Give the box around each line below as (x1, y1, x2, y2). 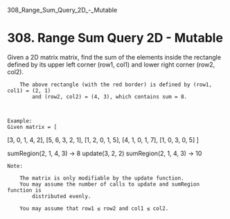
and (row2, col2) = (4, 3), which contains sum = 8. (32, 93, 188, 100)
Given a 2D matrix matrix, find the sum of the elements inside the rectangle (7, 53, 222, 61)
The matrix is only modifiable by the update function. (19, 175, 185, 182)
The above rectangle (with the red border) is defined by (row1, (19, 81, 213, 88)
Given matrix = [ (7, 123, 57, 130)
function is (7, 186, 42, 193)
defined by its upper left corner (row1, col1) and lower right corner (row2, (7, 60, 215, 69)
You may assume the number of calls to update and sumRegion (19, 180, 200, 188)
